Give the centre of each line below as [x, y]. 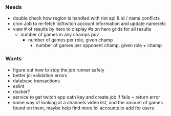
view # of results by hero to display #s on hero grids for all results [82, 29]
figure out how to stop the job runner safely [59, 69]
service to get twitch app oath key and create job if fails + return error [86, 97]
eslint [18, 86]
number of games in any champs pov [60, 35]
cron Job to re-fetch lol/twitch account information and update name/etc [89, 24]
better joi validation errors [40, 75]
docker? [21, 91]
